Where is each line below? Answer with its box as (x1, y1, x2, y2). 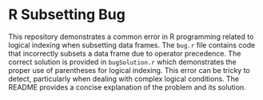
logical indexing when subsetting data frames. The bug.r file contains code (8, 40, 256, 49)
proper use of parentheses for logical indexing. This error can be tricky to (8, 65, 250, 75)
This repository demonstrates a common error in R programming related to (8, 32, 254, 41)
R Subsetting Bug (8, 6, 126, 24)
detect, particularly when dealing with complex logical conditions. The (8, 74, 240, 83)
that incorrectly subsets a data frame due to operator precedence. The (8, 48, 241, 58)
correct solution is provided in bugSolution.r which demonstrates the (8, 57, 237, 67)
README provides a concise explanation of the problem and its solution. (8, 82, 246, 92)
